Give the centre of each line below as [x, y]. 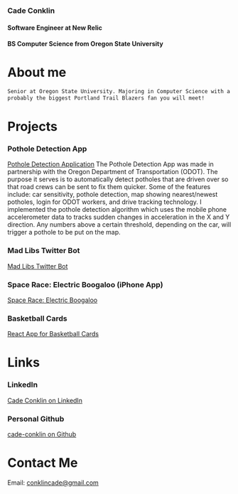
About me [37, 73]
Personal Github [36, 419]
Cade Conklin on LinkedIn [45, 400]
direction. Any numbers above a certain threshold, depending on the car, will [119, 225]
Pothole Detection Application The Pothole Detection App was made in [111, 164]
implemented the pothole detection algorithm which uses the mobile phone [117, 210]
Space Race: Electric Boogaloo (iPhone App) [85, 284]
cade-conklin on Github [42, 434]
